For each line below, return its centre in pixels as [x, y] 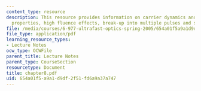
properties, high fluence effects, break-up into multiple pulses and [101, 23]
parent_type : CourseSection [41, 62]
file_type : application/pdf [41, 34]
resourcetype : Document [36, 67]
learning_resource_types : [38, 40]
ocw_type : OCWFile [29, 51]
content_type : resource [36, 12]
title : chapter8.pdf [32, 73]
